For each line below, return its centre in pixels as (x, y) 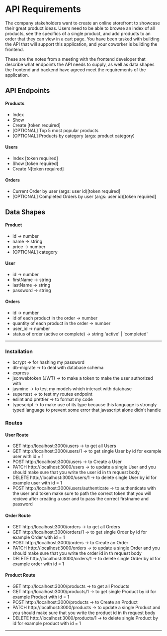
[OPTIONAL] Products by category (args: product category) (74, 136)
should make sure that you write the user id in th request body (76, 473)
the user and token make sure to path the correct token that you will (82, 493)
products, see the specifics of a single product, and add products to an (78, 33)
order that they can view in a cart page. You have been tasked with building (83, 39)
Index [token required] (35, 158)
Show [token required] (35, 163)
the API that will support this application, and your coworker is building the (81, 44)
